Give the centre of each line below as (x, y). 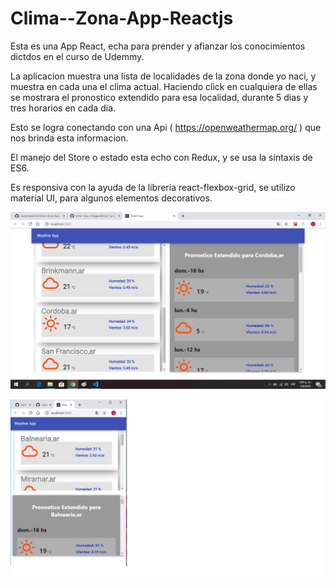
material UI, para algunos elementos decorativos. (111, 198)
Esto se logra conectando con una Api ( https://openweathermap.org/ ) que (166, 127)
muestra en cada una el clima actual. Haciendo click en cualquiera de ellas (164, 86)
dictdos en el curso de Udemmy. (77, 56)
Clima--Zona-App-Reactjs (122, 18)
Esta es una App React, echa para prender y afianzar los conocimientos (158, 46)
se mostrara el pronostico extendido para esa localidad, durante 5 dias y (159, 97)
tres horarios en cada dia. (63, 108)
